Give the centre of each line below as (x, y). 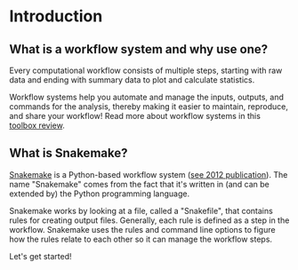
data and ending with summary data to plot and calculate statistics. (132, 80)
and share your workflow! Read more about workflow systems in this (135, 116)
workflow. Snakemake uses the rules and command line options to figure (142, 229)
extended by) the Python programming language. (99, 194)
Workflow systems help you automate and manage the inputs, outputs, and (147, 97)
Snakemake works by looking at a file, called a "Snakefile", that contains (141, 210)
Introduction (56, 16)
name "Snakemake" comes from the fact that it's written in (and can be (139, 184)
